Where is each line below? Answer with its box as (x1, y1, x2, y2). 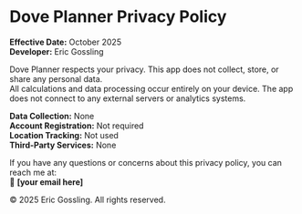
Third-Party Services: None (9, 139, 117, 150)
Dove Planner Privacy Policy (9, 6, 227, 27)
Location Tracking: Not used (9, 129, 119, 140)
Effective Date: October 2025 (9, 36, 121, 47)
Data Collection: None (9, 110, 95, 121)
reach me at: (9, 167, 57, 178)
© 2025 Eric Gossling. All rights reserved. (9, 194, 166, 205)
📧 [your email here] (9, 176, 84, 188)
